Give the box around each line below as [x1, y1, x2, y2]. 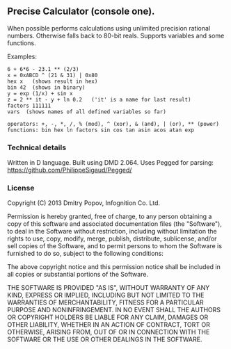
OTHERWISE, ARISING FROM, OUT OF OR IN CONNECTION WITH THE [7, 328, 210, 336]
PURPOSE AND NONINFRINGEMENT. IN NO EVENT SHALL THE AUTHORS [7, 306, 221, 314]
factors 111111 [7, 102, 51, 109]
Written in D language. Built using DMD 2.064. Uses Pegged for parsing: [7, 159, 214, 167]
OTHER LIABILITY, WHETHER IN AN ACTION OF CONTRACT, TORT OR [7, 320, 210, 329]
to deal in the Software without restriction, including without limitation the [7, 227, 217, 236]
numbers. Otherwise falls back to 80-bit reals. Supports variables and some [7, 31, 225, 40]
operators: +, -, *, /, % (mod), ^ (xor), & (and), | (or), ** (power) [7, 120, 219, 127]
